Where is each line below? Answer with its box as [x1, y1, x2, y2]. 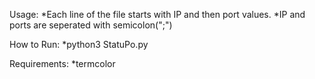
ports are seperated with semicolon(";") [9, 19, 173, 31]
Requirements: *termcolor [9, 58, 116, 69]
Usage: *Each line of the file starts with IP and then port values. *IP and [9, 9, 306, 20]
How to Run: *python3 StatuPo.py [9, 39, 149, 50]
